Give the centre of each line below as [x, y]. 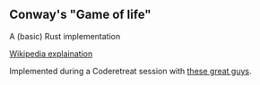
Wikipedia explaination [51, 54]
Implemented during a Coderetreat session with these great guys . [131, 71]
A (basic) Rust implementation [65, 36]
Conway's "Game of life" [80, 15]
